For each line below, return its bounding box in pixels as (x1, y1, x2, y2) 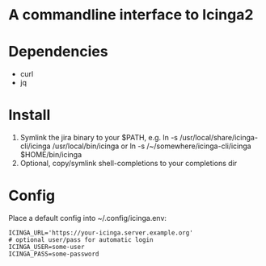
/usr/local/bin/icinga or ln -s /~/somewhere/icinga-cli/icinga (52, 141, 252, 151)
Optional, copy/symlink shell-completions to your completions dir (19, 159, 237, 168)
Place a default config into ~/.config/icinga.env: (8, 214, 167, 222)
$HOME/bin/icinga (19, 150, 82, 160)
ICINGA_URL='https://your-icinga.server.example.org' (8, 229, 194, 237)
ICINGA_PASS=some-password (8, 250, 99, 258)
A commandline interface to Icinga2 (8, 6, 254, 24)
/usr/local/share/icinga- (179, 133, 259, 143)
